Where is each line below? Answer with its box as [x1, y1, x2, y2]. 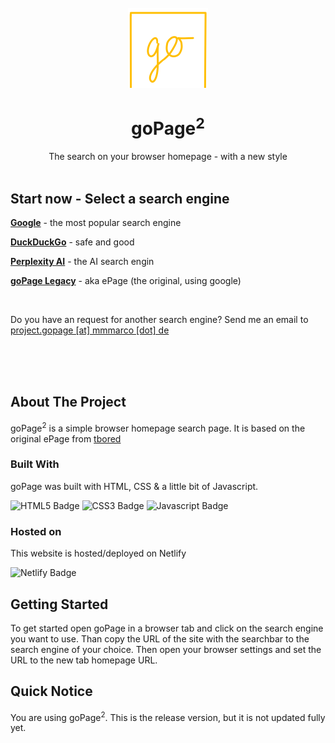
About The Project [10, 394, 127, 411]
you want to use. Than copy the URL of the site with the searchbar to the [10, 632, 310, 645]
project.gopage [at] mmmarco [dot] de [10, 324, 170, 336]
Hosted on [10, 524, 62, 538]
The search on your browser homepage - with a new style [48, 151, 288, 163]
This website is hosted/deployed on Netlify [10, 547, 187, 560]
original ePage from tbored [10, 432, 122, 445]
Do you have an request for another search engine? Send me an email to [10, 314, 309, 326]
